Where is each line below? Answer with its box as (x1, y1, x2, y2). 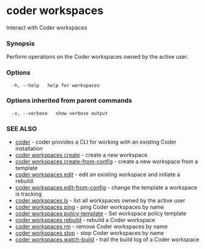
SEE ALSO (6, 124, 37, 133)
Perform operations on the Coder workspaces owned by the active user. (6, 53, 188, 61)
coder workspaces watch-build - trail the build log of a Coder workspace (15, 236, 199, 243)
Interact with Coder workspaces (6, 24, 88, 31)
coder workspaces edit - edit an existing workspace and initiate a (15, 171, 181, 178)
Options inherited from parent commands (6, 96, 133, 105)
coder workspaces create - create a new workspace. (15, 151, 149, 159)
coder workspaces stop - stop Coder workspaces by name (15, 229, 164, 237)
